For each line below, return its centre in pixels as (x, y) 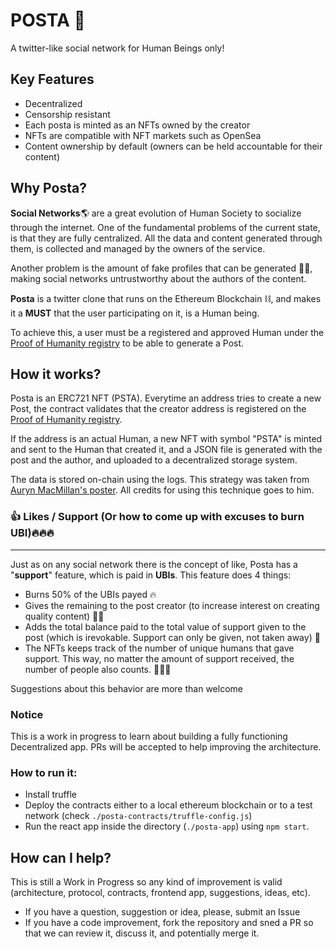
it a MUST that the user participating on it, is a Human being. (135, 313)
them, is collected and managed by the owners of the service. (138, 248)
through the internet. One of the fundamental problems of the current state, (165, 227)
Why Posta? (48, 188)
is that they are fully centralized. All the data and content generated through (166, 238)
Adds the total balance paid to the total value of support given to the (165, 626)
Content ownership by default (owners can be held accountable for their (173, 146)
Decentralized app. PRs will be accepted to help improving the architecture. (166, 746)
